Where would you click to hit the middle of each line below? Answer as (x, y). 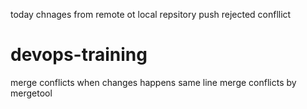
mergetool (31, 93)
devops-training (79, 55)
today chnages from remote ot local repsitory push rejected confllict (151, 14)
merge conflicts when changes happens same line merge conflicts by (153, 82)
